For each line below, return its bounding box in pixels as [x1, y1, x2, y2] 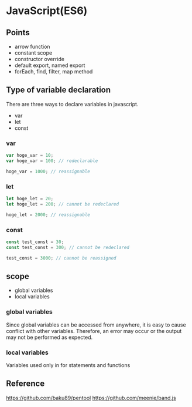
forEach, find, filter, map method [14, 68, 93, 75]
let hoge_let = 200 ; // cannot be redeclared [6, 201, 119, 207]
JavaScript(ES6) [6, 4, 88, 18]
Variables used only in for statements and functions [6, 361, 131, 368]
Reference [6, 379, 45, 389]
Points [6, 28, 30, 38]
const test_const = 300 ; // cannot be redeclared [6, 244, 130, 250]
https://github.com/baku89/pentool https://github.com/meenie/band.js [6, 394, 177, 401]
